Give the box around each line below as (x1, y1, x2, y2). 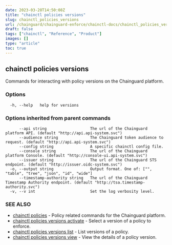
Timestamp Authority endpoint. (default (5, 180, 93, 185)
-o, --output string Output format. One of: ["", (10, 167, 153, 172)
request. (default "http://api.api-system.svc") (5, 139, 111, 145)
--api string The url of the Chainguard (18, 126, 147, 131)
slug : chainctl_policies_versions (5, 17, 79, 22)
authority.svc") (5, 185, 40, 190)
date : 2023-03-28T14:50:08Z (5, 7, 66, 13)
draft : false (5, 27, 33, 32)
